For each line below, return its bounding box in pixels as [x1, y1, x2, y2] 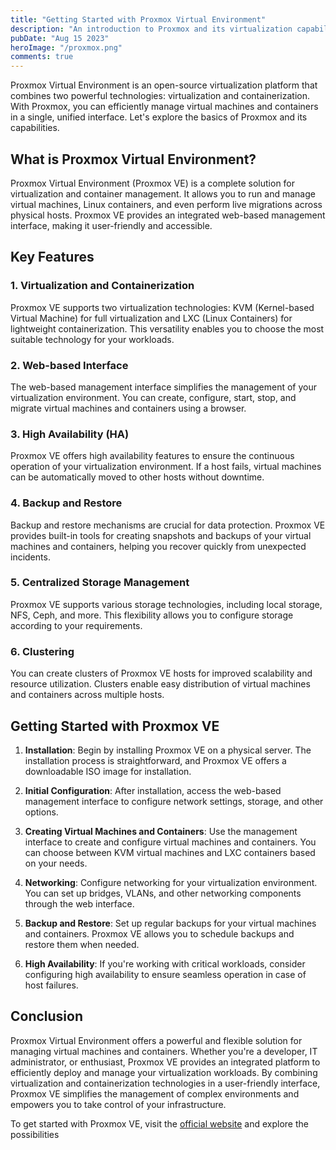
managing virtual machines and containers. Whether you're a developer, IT [10, 1045, 318, 1057]
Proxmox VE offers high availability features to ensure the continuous [10, 450, 295, 462]
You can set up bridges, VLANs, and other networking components [24, 887, 302, 899]
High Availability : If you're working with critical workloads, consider [24, 957, 306, 970]
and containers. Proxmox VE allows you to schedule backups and [24, 927, 295, 940]
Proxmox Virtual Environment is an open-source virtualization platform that [10, 79, 318, 91]
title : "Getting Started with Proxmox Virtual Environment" [10, 14, 267, 25]
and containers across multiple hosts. [10, 689, 165, 701]
